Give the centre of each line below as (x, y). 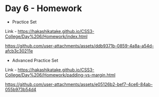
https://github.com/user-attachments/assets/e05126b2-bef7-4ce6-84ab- (79, 84)
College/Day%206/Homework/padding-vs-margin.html (60, 75)
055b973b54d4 (21, 89)
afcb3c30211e (19, 51)
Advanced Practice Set (35, 60)
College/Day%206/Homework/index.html (46, 36)
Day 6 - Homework (44, 8)
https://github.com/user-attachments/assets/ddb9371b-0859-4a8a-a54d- (79, 46)
